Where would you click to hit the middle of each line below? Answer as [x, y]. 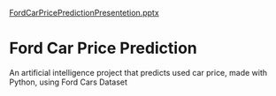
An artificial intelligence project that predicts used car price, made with [138, 72]
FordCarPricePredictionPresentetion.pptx [84, 13]
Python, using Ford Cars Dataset [69, 82]
